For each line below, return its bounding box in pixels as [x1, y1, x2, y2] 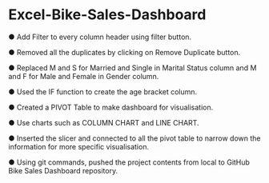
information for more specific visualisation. [8, 141, 150, 151]
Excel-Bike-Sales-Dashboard [8, 6, 207, 24]
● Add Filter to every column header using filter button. [8, 32, 192, 42]
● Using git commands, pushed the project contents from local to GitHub [8, 157, 251, 167]
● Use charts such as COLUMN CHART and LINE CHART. [8, 117, 199, 127]
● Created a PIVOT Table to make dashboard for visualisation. [8, 102, 214, 112]
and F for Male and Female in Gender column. [8, 71, 159, 81]
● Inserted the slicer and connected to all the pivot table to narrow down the [8, 133, 261, 143]
